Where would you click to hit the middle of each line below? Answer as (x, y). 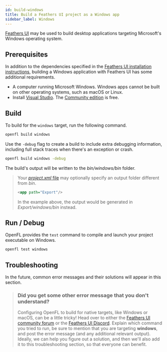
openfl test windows (27, 249)
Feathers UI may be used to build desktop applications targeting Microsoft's (83, 34)
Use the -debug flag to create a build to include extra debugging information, (84, 144)
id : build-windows (24, 10)
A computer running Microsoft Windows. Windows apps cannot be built (86, 87)
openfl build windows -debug (35, 158)
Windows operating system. (34, 39)
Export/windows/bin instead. (47, 207)
